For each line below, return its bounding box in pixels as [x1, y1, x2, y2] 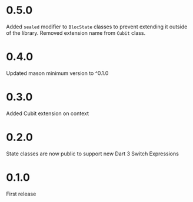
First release [6, 190, 36, 197]
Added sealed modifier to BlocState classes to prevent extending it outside [6, 23, 188, 30]
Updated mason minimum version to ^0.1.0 [6, 69, 109, 77]
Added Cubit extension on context [6, 110, 89, 117]
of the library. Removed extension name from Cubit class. [6, 29, 146, 36]
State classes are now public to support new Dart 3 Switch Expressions [6, 150, 179, 157]
